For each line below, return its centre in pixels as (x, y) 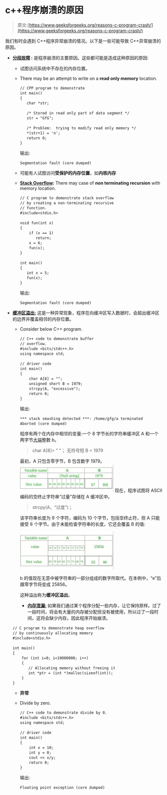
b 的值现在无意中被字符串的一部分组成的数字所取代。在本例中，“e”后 (90, 578)
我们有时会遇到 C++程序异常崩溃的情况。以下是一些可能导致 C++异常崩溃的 (83, 41)
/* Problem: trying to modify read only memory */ (81, 128)
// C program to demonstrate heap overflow (58, 628)
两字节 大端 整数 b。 (39, 439)
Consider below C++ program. (51, 329)
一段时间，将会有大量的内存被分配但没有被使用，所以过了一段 (91, 612)
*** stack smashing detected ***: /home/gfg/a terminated (81, 418)
